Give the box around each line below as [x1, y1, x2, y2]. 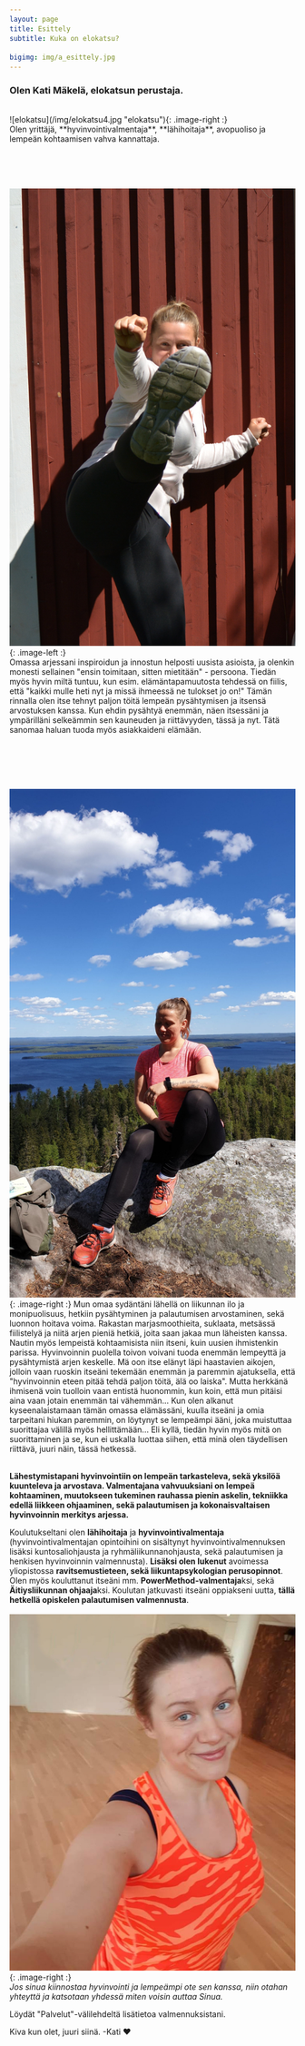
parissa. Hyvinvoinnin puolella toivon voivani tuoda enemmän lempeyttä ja [9, 1347, 287, 1358]
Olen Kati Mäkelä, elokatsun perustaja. [9, 84, 184, 97]
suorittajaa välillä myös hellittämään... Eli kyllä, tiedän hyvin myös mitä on [9, 1424, 282, 1435]
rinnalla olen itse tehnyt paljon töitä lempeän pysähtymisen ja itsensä [9, 695, 267, 706]
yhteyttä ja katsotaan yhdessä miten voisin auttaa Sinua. [9, 1991, 223, 2002]
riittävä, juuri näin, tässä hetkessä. [9, 1443, 137, 1454]
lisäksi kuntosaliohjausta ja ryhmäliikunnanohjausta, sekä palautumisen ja [9, 1546, 284, 1557]
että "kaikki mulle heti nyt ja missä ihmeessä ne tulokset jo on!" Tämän [9, 686, 272, 697]
